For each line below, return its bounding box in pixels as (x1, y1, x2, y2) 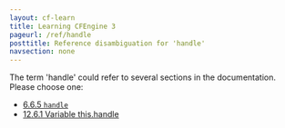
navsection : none (9, 47, 76, 56)
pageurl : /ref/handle (9, 30, 92, 39)
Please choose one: (9, 82, 84, 93)
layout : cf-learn (9, 13, 76, 23)
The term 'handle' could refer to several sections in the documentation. (9, 72, 276, 83)
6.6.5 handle (22, 99, 68, 110)
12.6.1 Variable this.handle (22, 109, 120, 120)
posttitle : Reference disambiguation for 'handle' (9, 38, 206, 48)
